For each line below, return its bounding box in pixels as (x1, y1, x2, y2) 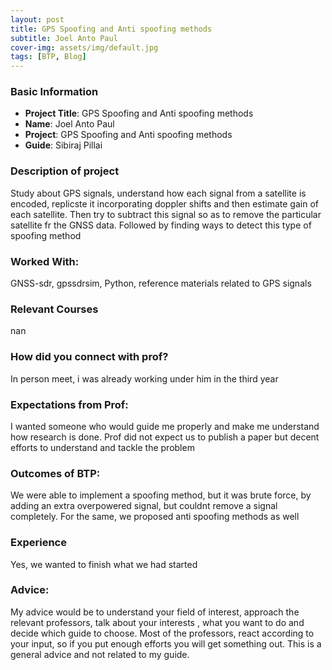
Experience (10, 536, 67, 550)
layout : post (10, 14, 65, 25)
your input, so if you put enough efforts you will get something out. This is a (10, 637, 322, 650)
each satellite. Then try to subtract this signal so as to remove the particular (10, 208, 322, 220)
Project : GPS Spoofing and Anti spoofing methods (24, 129, 233, 141)
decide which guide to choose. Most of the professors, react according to (10, 627, 315, 639)
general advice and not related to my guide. (10, 648, 190, 660)
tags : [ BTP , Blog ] (10, 52, 87, 62)
